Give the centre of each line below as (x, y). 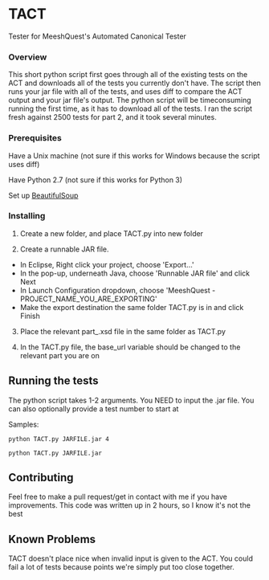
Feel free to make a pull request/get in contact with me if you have (118, 497)
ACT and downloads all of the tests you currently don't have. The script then (134, 83)
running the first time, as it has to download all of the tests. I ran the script (130, 108)
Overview (28, 57)
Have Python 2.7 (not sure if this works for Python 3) (96, 180)
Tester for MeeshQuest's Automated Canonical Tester (98, 36)
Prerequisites (35, 138)
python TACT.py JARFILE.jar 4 (59, 439)
